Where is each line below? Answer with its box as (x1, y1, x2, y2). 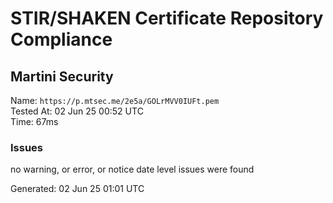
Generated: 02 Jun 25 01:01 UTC (10, 183, 145, 195)
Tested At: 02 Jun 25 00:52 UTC (10, 105, 144, 117)
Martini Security (10, 68, 114, 85)
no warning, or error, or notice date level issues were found (10, 163, 255, 176)
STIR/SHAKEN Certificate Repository (10, 7, 324, 30)
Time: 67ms (10, 116, 59, 127)
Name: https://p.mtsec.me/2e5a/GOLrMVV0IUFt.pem (10, 95, 220, 106)
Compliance (10, 28, 113, 51)
